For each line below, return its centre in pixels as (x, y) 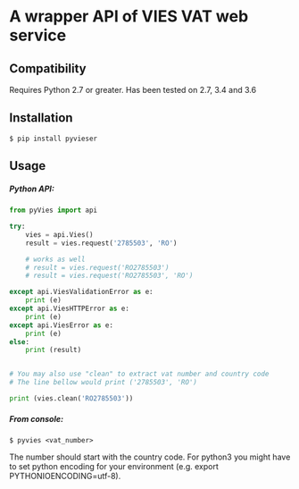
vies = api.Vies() (59, 234)
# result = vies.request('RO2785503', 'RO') (109, 276)
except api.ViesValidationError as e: (81, 292)
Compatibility (48, 68)
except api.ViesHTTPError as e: (69, 309)
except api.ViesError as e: (62, 325)
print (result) (54, 350)
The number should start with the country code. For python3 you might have (150, 457)
